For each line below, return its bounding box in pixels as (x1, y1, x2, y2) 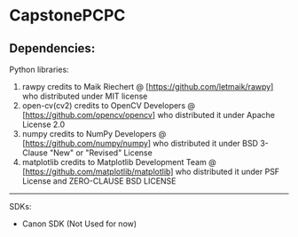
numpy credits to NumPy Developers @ (21, 129, 167, 138)
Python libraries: (9, 64, 69, 75)
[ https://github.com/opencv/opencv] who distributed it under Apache (21, 110, 275, 120)
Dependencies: (9, 41, 96, 56)
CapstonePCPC (9, 5, 126, 26)
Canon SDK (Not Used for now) (21, 218, 137, 229)
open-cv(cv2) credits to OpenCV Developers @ (21, 100, 195, 111)
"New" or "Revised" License (50, 147, 153, 158)
